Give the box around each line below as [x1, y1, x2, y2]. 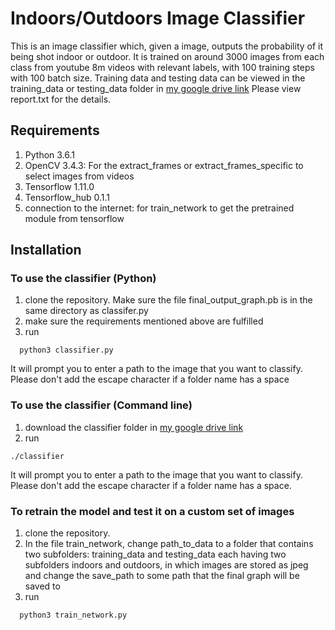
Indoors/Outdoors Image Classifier [10, 7, 306, 30]
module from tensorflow [24, 212, 125, 224]
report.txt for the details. [10, 93, 112, 105]
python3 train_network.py [19, 610, 128, 621]
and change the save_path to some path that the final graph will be [24, 570, 300, 582]
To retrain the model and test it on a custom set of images [10, 504, 295, 518]
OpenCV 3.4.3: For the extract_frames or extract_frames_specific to [24, 159, 304, 171]
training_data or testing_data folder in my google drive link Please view [10, 82, 302, 94]
